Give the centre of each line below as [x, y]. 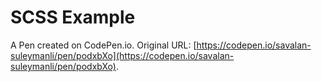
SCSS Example [73, 17]
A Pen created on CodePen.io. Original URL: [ [103, 45]
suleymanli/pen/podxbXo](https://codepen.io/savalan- [122, 55]
